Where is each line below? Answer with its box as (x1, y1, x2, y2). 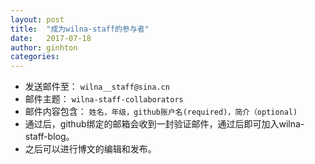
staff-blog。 (24, 131, 75, 143)
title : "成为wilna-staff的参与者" (10, 24, 150, 34)
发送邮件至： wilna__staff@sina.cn (24, 81, 170, 93)
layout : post (10, 14, 65, 25)
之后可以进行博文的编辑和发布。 (24, 143, 157, 155)
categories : (10, 52, 60, 62)
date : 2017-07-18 (10, 33, 92, 43)
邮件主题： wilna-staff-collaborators (24, 93, 184, 105)
